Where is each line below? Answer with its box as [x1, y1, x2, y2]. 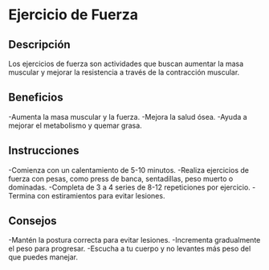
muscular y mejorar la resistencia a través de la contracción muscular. [8, 67, 240, 77]
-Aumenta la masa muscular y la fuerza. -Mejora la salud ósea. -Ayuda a [8, 112, 247, 121]
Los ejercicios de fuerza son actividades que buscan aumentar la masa [8, 59, 244, 68]
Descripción [8, 38, 71, 51]
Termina [8, 190, 36, 200]
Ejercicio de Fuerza [8, 6, 139, 24]
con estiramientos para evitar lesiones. [37, 190, 165, 200]
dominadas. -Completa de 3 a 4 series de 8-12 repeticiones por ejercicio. [8, 182, 251, 192]
